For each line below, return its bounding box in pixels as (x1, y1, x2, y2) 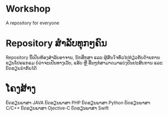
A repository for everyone (6, 20, 60, 26)
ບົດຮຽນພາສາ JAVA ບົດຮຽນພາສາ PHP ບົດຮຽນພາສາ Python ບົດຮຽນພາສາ (6, 99, 151, 105)
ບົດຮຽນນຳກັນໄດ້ (6, 65, 37, 71)
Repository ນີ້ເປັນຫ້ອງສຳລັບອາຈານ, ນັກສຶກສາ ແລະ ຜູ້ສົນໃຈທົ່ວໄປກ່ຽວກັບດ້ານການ (6, 54, 160, 60)
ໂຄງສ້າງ (6, 83, 36, 94)
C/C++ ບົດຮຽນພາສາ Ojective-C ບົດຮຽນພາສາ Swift (6, 105, 109, 111)
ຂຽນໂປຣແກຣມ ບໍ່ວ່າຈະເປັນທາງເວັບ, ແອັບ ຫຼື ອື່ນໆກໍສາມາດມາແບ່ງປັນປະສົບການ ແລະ (6, 59, 163, 66)
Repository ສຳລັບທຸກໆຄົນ (6, 37, 107, 49)
